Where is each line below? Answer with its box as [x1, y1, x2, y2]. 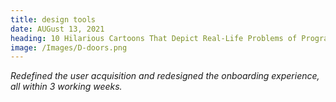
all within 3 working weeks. [10, 81, 123, 93]
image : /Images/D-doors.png [10, 42, 128, 53]
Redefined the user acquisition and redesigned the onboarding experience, [10, 70, 320, 82]
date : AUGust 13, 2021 [10, 24, 105, 34]
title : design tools [10, 14, 97, 25]
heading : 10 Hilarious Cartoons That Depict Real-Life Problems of [10, 33, 298, 43]
